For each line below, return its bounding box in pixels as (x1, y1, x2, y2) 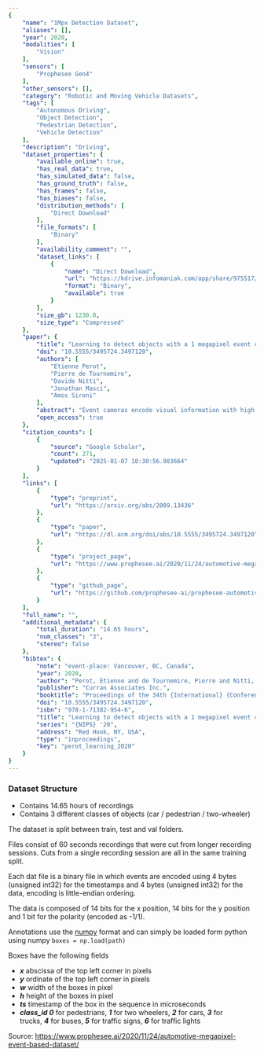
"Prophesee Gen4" (36, 70, 93, 78)
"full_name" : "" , (22, 611, 79, 619)
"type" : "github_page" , (49, 582, 128, 590)
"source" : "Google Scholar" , (49, 443, 146, 451)
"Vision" (36, 48, 65, 56)
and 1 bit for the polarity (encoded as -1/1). (8, 912, 145, 922)
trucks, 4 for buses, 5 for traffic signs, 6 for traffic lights (19, 1016, 201, 1026)
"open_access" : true (36, 414, 104, 421)
